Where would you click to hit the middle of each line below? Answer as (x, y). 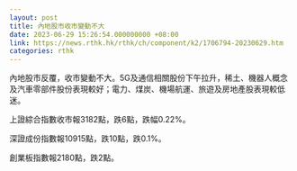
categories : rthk (42, 51)
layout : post (34, 18)
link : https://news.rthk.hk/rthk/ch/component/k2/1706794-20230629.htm (146, 43)
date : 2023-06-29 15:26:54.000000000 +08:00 (94, 34)
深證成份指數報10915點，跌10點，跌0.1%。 (88, 139)
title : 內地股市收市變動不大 (57, 26)
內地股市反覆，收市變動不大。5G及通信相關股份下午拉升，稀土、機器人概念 (148, 78)
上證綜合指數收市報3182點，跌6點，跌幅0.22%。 (100, 120)
